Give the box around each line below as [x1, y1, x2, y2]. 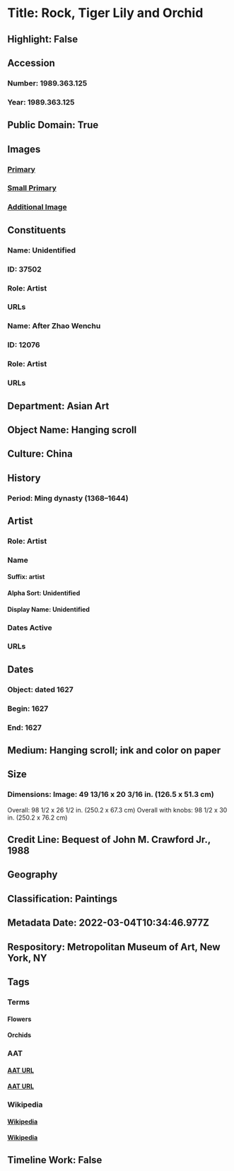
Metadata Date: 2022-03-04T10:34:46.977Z [7, 917, 210, 929]
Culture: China [7, 448, 73, 460]
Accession [7, 57, 55, 69]
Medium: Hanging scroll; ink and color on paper [7, 745, 221, 757]
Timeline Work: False [7, 1154, 103, 1166]
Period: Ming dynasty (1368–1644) [7, 493, 129, 503]
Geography [7, 868, 58, 881]
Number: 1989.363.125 [7, 78, 88, 88]
